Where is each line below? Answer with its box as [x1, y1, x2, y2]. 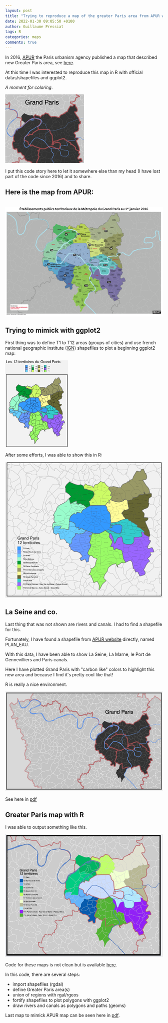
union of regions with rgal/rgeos [12, 991, 79, 998]
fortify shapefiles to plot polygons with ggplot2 [12, 997, 109, 1003]
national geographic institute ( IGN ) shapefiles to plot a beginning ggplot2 [5, 345, 155, 351]
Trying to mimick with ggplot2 [5, 326, 101, 335]
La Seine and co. [5, 608, 58, 617]
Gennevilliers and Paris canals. [5, 656, 68, 662]
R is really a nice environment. [5, 681, 67, 687]
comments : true [5, 40, 37, 45]
